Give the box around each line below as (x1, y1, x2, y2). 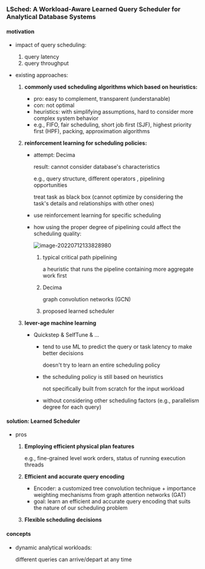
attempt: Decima (33, 152, 75, 159)
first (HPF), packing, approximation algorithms (33, 128, 150, 135)
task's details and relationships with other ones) (33, 200, 155, 207)
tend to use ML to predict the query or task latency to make (42, 343, 193, 350)
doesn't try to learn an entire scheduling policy (42, 361, 160, 369)
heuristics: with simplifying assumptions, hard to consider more (33, 108, 194, 116)
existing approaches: (15, 72, 69, 79)
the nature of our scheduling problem (33, 504, 128, 512)
